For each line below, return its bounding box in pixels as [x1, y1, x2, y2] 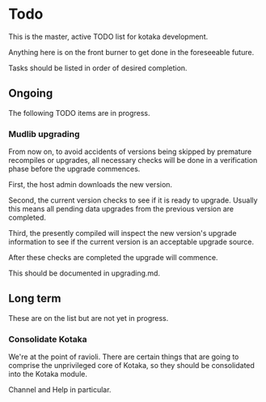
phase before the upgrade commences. [8, 164, 141, 174]
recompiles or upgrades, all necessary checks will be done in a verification [8, 156, 258, 165]
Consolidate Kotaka [8, 333, 87, 344]
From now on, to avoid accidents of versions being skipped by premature [8, 147, 252, 156]
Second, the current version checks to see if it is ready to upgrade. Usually [8, 195, 258, 205]
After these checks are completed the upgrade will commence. [8, 253, 218, 263]
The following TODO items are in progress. [8, 108, 151, 118]
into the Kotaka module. [8, 370, 87, 379]
